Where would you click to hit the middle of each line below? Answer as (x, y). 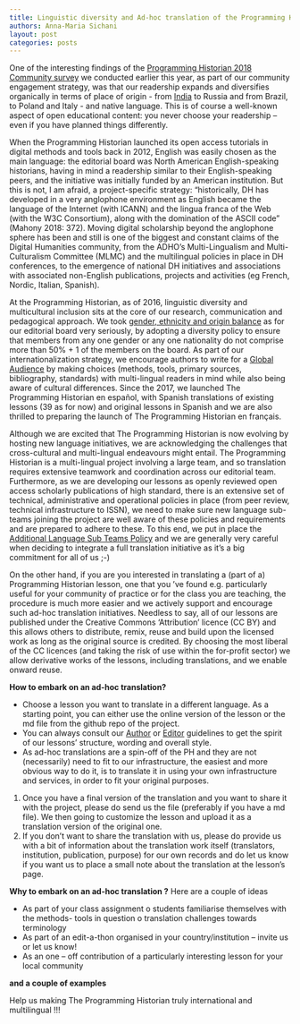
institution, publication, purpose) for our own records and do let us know (155, 855)
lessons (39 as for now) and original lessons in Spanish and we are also (141, 407)
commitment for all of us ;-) (59, 558)
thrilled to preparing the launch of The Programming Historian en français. (146, 416)
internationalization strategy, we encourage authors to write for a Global (142, 360)
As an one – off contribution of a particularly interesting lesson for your (153, 956)
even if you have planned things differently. (88, 125)
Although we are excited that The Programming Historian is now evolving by (149, 434)
